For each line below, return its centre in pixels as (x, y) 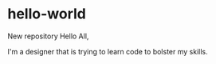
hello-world (47, 14)
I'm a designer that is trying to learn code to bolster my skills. (108, 51)
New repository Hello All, (48, 36)
